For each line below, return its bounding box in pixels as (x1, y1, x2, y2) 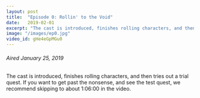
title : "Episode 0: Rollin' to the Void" (6, 14, 113, 20)
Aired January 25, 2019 (6, 54, 64, 61)
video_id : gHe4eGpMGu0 (6, 36, 62, 42)
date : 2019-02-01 (6, 19, 55, 25)
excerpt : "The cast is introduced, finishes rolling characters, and (6, 25, 183, 31)
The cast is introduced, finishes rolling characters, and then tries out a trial (6, 73, 189, 80)
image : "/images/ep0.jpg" (6, 31, 70, 37)
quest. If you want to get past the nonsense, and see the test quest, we (6, 79, 180, 86)
